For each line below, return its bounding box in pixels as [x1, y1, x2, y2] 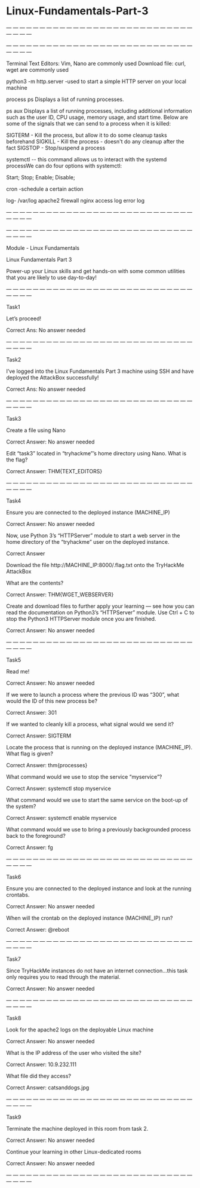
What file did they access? [6, 1072, 72, 1079]
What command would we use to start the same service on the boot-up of [6, 796, 188, 803]
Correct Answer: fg [6, 844, 54, 851]
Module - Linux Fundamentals [6, 244, 79, 252]
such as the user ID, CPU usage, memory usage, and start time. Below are [6, 114, 188, 121]
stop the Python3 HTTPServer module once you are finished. [6, 615, 156, 622]
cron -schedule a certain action [6, 185, 84, 192]
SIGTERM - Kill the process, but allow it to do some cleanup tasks [6, 131, 167, 139]
